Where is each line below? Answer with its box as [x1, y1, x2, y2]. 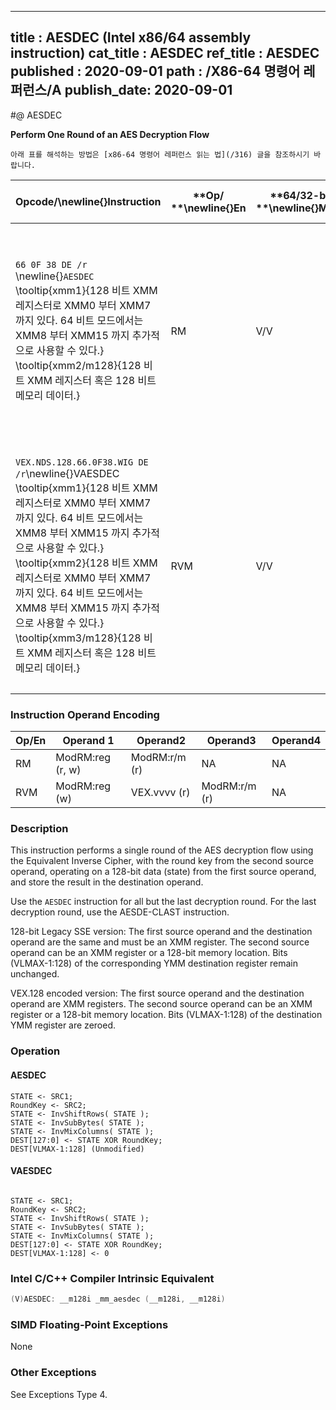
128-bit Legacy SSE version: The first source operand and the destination [10, 926, 313, 938]
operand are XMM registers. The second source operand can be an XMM [10, 998, 313, 1010]
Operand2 [136, 734, 187, 748]
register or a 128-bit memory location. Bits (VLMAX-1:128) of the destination [10, 1009, 323, 1021]
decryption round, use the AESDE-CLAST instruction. [10, 906, 230, 918]
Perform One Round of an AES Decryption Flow [10, 128, 210, 140]
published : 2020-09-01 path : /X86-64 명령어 [10, 63, 301, 80]
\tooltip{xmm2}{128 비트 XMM [15, 556, 158, 570]
